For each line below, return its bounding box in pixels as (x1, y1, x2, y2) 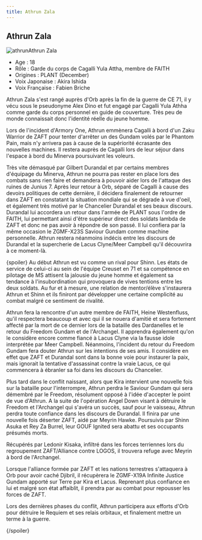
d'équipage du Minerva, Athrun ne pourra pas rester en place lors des (6, 170, 179, 178)
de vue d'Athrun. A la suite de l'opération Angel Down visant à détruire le (6, 397, 186, 405)
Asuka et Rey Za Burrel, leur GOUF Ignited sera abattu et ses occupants (6, 423, 184, 430)
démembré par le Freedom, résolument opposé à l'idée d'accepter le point (6, 391, 191, 398)
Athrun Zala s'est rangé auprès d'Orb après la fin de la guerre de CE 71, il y (6, 96, 191, 103)
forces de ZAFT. (6, 491, 46, 498)
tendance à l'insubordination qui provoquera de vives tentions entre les (6, 278, 183, 285)
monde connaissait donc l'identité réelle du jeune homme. (6, 115, 150, 122)
